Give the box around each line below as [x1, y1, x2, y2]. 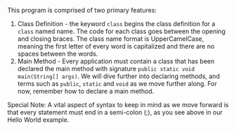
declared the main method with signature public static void [17, 65, 195, 73]
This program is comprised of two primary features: [7, 6, 157, 14]
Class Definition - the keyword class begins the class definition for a [17, 20, 216, 27]
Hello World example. [7, 116, 70, 124]
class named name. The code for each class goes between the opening [17, 27, 226, 35]
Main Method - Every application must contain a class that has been [17, 57, 215, 65]
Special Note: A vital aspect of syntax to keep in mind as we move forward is [7, 101, 229, 108]
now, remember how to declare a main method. [17, 87, 155, 95]
